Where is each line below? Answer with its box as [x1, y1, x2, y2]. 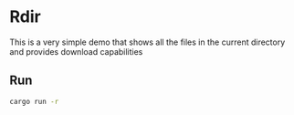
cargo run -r [9, 97, 59, 106]
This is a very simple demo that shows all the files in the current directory [9, 37, 286, 47]
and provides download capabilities [9, 46, 143, 57]
